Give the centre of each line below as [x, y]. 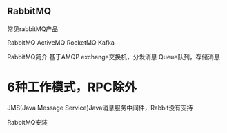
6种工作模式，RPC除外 [72, 87]
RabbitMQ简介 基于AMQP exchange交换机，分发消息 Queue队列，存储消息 [113, 57]
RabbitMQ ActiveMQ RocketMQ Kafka [61, 42]
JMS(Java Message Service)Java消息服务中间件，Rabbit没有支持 [100, 108]
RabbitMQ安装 [28, 122]
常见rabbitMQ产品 [33, 29]
